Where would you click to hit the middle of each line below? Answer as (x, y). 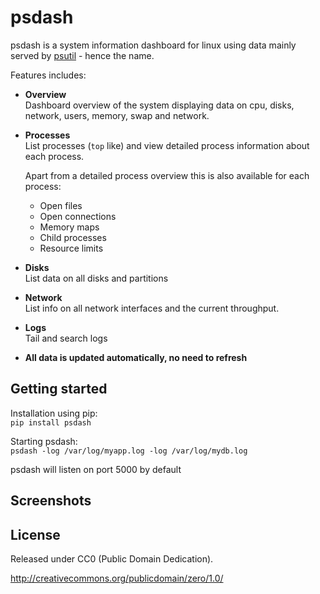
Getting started (59, 389)
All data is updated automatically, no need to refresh (136, 357)
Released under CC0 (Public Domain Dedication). (112, 558)
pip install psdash (51, 422)
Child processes (73, 237)
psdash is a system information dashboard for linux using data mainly (153, 45)
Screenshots (51, 501)
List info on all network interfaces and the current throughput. (152, 308)
